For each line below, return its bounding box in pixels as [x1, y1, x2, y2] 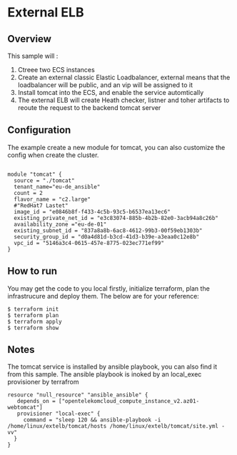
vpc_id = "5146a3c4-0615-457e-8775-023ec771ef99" [14, 239, 164, 246]
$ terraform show [7, 324, 59, 331]
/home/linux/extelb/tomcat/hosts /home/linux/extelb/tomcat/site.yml [7, 423, 219, 430]
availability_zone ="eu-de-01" [14, 221, 107, 228]
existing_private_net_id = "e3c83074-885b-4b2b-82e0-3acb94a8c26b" [14, 214, 219, 221]
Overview [7, 33, 52, 45]
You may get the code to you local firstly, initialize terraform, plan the [7, 284, 211, 293]
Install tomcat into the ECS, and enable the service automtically [17, 89, 204, 96]
